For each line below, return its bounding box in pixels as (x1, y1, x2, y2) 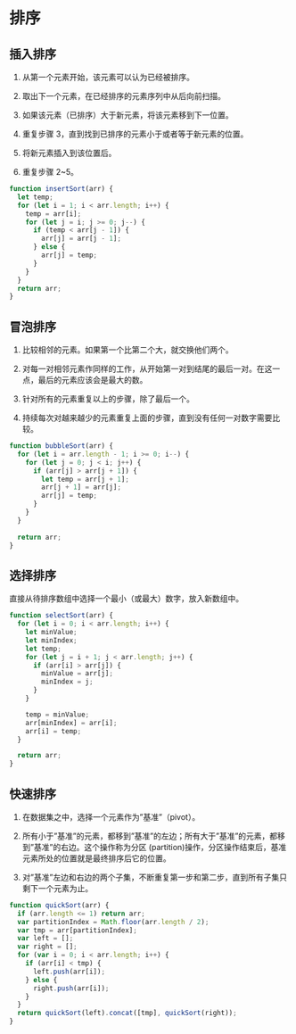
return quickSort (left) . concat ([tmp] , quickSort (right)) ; (17, 1009, 238, 1018)
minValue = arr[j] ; (41, 669, 114, 678)
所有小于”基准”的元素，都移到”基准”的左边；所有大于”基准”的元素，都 (21, 831, 278, 841)
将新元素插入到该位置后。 (21, 148, 117, 158)
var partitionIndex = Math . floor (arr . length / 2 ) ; (17, 917, 210, 926)
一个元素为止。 (37, 882, 94, 893)
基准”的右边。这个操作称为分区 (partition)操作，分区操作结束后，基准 (33, 841, 287, 852)
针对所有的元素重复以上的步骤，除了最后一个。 (21, 393, 194, 404)
